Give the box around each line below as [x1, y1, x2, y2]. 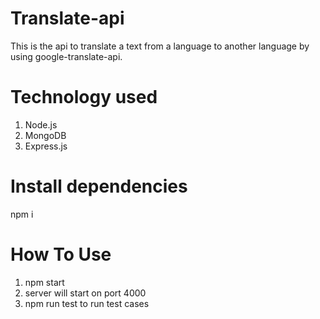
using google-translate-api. [10, 50, 123, 62]
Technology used [10, 86, 158, 109]
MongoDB [24, 129, 67, 141]
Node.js [24, 118, 58, 131]
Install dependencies [10, 175, 188, 198]
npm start [24, 276, 65, 288]
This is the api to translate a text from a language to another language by [10, 40, 310, 52]
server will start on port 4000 [24, 287, 147, 299]
